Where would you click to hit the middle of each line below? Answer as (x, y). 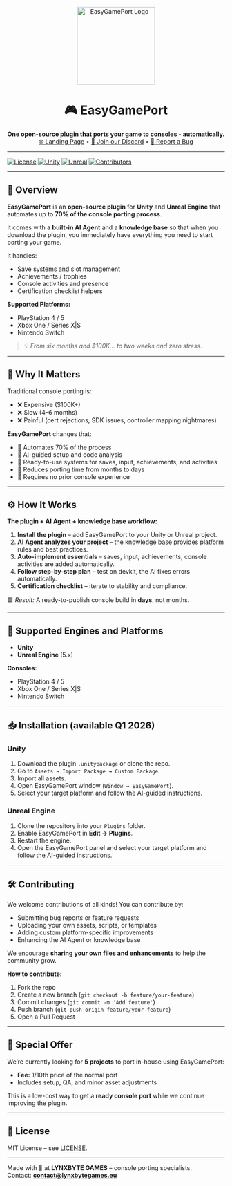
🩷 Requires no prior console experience (73, 476)
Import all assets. (42, 778)
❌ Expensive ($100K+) (49, 404)
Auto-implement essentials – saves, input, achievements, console (112, 557)
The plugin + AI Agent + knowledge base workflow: (82, 521)
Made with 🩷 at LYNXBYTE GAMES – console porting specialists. (99, 1167)
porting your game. (35, 242)
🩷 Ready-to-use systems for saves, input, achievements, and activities (117, 462)
